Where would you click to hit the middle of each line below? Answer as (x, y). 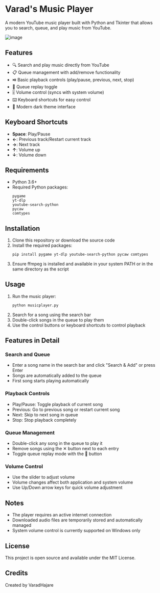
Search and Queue (28, 354)
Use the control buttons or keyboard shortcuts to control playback (79, 325)
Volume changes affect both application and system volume (72, 483)
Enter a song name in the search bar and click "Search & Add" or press (84, 365)
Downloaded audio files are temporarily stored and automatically (77, 520)
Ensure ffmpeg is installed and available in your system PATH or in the (82, 264)
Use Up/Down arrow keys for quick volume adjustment (67, 487)
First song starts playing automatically (50, 381)
